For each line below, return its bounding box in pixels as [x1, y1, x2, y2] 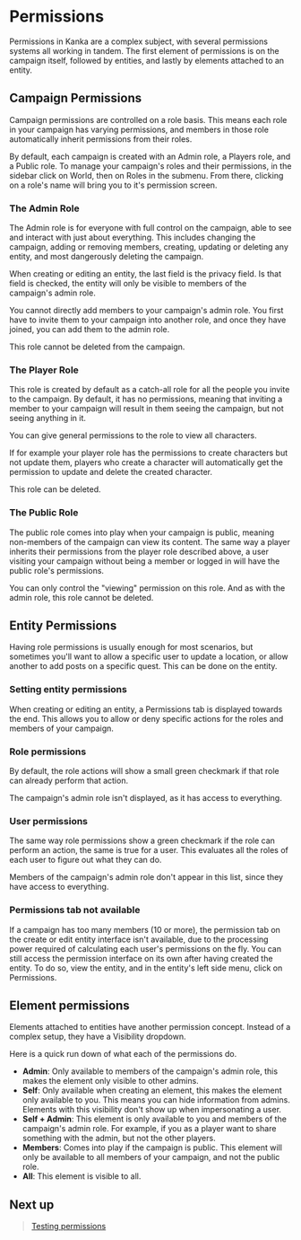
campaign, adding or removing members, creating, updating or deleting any [9, 242, 289, 252]
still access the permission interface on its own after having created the [9, 953, 273, 963]
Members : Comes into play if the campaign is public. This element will [21, 1142, 282, 1153]
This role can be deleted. [9, 484, 101, 495]
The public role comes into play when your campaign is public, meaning [9, 527, 275, 538]
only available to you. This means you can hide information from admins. [21, 1095, 291, 1105]
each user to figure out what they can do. [9, 855, 162, 866]
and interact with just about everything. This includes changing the [9, 232, 256, 243]
